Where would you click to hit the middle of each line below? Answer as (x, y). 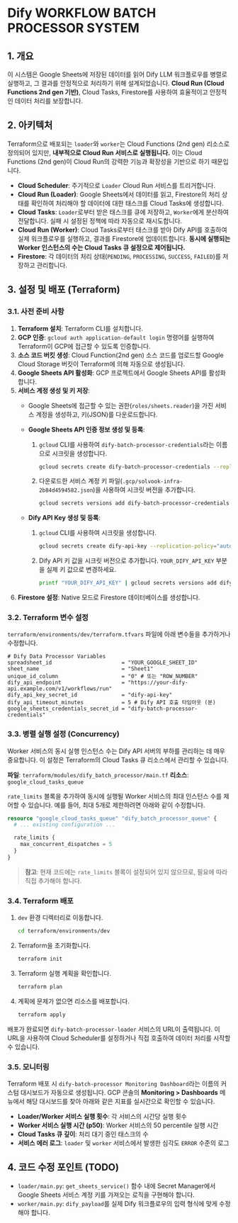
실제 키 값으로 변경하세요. (81, 570)
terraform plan (40, 986)
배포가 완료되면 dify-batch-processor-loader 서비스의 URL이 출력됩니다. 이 (114, 1029)
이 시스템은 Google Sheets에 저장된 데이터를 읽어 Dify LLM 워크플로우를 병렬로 (118, 74)
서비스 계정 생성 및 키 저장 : (54, 390)
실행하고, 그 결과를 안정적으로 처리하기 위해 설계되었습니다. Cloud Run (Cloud (116, 83)
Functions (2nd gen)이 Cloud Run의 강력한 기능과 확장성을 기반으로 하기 (109, 162)
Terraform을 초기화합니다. (54, 946)
